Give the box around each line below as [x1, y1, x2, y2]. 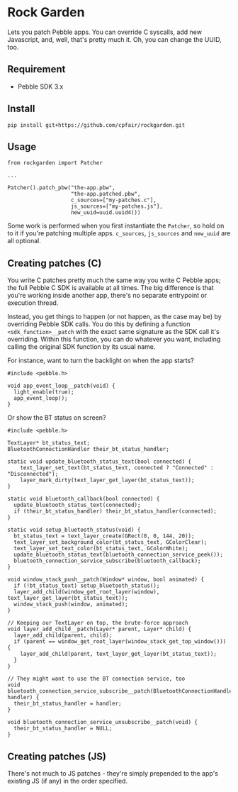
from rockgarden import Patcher [7, 160, 103, 167]
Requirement [7, 63, 66, 75]
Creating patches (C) [7, 257, 102, 269]
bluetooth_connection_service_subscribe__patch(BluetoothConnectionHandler [7, 688, 236, 695]
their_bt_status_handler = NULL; [13, 725, 113, 732]
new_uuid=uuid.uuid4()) [70, 209, 141, 216]
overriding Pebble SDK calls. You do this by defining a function [7, 320, 191, 328]
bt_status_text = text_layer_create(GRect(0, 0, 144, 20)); [13, 532, 195, 540]
